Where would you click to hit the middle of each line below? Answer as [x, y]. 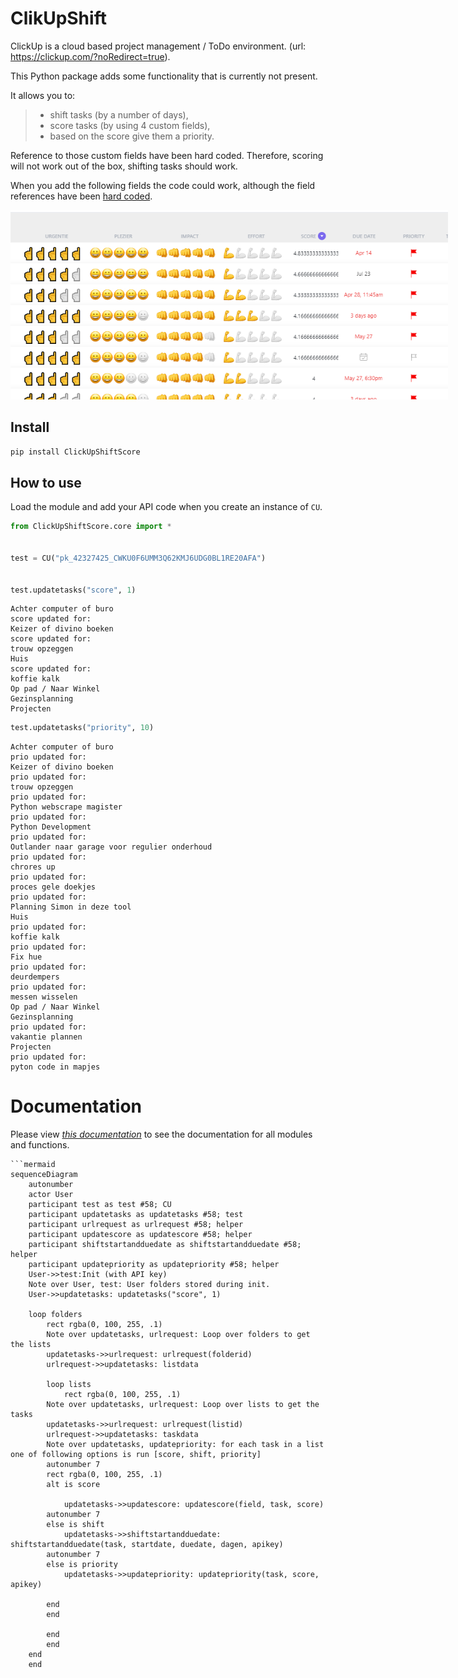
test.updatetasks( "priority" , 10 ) [82, 728]
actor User [51, 1195]
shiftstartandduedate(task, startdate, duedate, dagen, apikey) [147, 1545]
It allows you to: [43, 95]
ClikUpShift [58, 18]
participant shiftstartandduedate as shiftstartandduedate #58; [165, 1245]
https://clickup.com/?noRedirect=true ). [90, 56]
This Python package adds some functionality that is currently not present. [164, 76]
